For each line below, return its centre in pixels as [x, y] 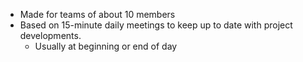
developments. [50, 35]
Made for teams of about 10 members [97, 14]
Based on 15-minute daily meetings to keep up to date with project [156, 25]
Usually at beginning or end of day [106, 46]
